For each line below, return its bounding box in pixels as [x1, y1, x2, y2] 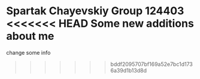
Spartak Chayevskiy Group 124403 [6, 4, 184, 18]
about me [6, 30, 54, 43]
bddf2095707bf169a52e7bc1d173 [110, 61, 193, 68]
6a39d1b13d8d [110, 67, 147, 74]
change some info [6, 49, 51, 56]
